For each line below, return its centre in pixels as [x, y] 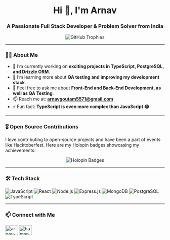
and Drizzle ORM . [31, 72]
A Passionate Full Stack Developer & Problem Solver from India [85, 26]
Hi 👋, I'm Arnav [85, 10]
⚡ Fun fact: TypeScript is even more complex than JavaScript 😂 [81, 107]
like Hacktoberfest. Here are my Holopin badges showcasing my [72, 145]
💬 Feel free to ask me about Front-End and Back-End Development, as [87, 88]
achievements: [20, 150]
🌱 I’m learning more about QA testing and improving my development [86, 77]
